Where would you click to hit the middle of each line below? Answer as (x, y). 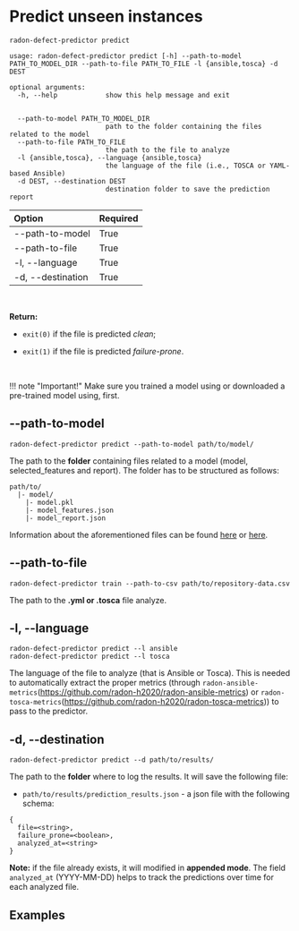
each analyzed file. (44, 887)
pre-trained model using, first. (64, 395)
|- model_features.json (70, 510)
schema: (38, 804)
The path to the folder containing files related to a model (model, (129, 461)
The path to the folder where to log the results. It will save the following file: (149, 777)
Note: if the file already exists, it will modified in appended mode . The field (148, 868)
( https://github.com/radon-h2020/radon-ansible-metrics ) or (148, 692)
